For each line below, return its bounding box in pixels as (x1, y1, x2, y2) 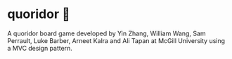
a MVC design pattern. (7, 44, 72, 52)
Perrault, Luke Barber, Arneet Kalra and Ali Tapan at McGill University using (7, 36, 226, 44)
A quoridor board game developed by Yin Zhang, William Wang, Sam (7, 29, 206, 37)
